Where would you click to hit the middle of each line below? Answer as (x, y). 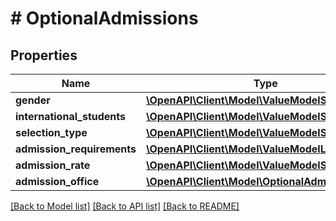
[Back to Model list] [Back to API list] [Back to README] (125, 206)
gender (33, 100)
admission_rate (53, 165)
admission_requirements (76, 149)
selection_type (51, 132)
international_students (70, 116)
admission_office (57, 181)
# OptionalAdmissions (104, 18)
